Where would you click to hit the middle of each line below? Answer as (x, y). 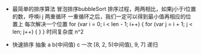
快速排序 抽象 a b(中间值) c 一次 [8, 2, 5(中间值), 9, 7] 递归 (85, 45)
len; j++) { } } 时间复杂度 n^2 (48, 32)
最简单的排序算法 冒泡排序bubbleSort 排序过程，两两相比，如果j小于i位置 (104, 9)
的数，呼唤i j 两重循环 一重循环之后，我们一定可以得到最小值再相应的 (99, 16)
